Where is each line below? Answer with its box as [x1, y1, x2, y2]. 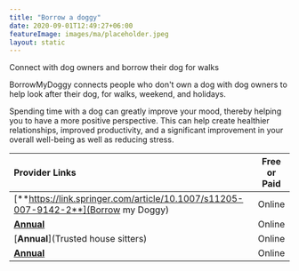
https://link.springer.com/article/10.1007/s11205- [28, 193, 244, 205]
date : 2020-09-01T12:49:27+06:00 [9, 21, 133, 30]
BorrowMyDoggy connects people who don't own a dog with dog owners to [9, 79, 287, 90]
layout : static [9, 37, 66, 47]
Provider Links [13, 166, 77, 179]
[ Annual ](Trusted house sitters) [13, 233, 148, 245]
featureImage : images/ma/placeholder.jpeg [9, 29, 169, 38]
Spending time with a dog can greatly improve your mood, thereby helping [9, 106, 282, 116]
